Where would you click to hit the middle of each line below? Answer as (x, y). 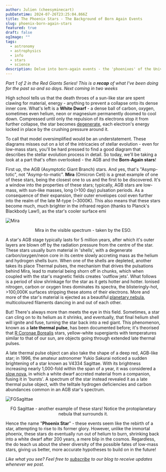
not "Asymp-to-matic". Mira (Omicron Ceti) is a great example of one (88, 174)
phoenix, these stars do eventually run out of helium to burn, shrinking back (83, 434)
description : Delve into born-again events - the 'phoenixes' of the (79, 69)
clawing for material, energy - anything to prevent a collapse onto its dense (82, 103)
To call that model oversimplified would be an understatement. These (76, 139)
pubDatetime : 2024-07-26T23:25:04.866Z (47, 14)
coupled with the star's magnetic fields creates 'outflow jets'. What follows (81, 276)
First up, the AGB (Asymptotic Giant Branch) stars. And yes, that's (72, 169)
